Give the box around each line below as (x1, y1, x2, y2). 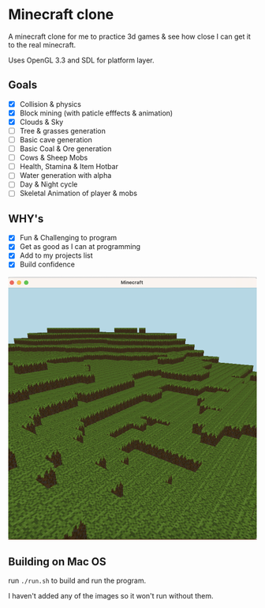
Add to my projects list (19, 251, 93, 260)
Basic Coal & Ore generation (19, 144, 112, 153)
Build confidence (19, 259, 75, 270)
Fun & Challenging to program (19, 233, 118, 243)
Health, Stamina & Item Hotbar (19, 162, 118, 172)
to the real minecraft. (8, 40, 77, 49)
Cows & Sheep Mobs (19, 153, 88, 163)
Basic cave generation (19, 135, 92, 144)
